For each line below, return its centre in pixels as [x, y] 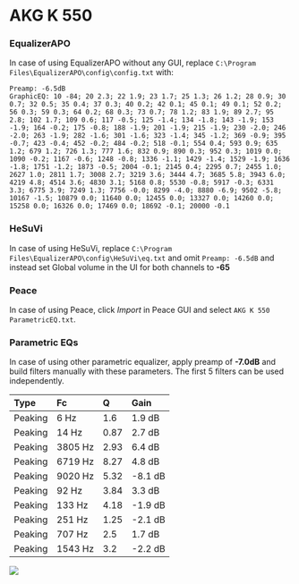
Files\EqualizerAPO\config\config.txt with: [92, 72]
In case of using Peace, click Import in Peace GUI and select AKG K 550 [140, 310]
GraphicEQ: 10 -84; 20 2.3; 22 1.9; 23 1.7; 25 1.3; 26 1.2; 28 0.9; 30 [148, 97]
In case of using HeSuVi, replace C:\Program [91, 248]
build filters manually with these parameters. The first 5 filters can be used [147, 371]
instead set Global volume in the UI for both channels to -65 [120, 267]
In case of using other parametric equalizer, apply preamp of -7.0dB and [142, 362]
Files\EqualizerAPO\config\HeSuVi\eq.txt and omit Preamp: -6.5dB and [142, 258]
